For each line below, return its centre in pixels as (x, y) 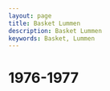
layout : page (30, 16)
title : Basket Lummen (45, 23)
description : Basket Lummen (55, 31)
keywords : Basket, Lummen (51, 38)
